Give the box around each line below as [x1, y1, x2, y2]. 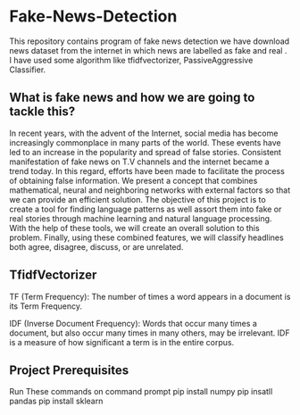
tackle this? [9, 104, 76, 120]
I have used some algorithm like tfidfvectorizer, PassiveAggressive [9, 54, 254, 65]
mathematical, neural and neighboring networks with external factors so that [9, 185, 291, 195]
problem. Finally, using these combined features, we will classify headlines [9, 232, 284, 243]
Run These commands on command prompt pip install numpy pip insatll [9, 386, 273, 397]
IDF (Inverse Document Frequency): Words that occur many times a [9, 318, 257, 328]
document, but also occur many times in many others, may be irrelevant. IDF [9, 328, 290, 338]
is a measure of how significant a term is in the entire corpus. [9, 336, 235, 347]
